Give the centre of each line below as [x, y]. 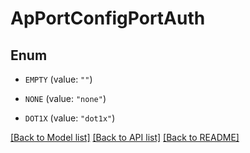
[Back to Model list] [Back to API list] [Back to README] [125, 137]
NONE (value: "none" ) [65, 98]
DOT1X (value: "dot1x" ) [70, 118]
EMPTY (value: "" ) [58, 79]
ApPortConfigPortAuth [108, 18]
